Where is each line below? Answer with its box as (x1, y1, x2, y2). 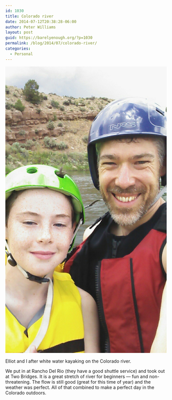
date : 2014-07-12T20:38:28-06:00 (5, 19, 77, 24)
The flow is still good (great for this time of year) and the (32, 379, 151, 385)
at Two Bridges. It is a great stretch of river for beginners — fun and (5, 373, 148, 380)
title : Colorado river (5, 13, 54, 19)
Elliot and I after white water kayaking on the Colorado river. (5, 358, 132, 364)
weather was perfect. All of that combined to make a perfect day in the (5, 384, 155, 390)
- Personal (10, 51, 33, 56)
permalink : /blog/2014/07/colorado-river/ (5, 41, 97, 46)
